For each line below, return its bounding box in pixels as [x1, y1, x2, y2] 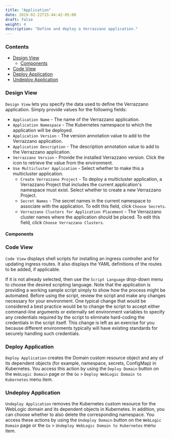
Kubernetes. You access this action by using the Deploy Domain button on [5, 366, 159, 372]
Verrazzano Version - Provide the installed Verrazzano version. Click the [12, 154, 165, 160]
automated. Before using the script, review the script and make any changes [5, 292, 166, 299]
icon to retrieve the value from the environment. [12, 159, 113, 166]
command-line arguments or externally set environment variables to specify [5, 308, 165, 314]
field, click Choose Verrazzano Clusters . [20, 219, 104, 225]
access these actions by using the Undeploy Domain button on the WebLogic [5, 417, 162, 423]
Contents [5, 43, 29, 51]
